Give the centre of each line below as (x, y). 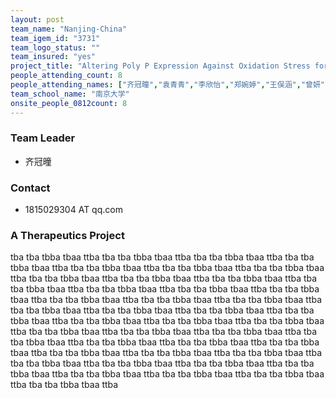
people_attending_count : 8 (66, 76)
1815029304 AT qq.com (73, 210)
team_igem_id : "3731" (55, 38)
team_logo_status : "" (55, 47)
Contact (30, 188)
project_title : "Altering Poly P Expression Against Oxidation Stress (160, 66)
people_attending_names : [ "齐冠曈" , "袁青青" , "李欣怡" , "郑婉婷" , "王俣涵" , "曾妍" (167, 85)
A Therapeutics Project (67, 236)
